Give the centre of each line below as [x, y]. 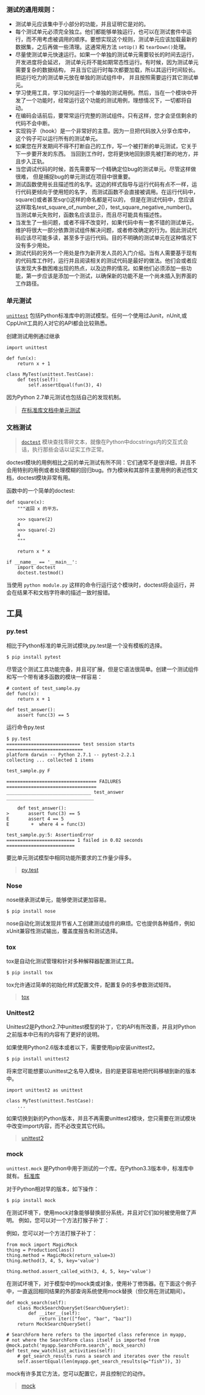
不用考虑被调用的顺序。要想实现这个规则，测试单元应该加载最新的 [114, 39]
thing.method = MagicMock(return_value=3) [61, 1255]
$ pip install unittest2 [38, 1059]
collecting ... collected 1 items [50, 760]
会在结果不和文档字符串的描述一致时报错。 [60, 592]
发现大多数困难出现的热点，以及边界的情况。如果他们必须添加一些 [103, 268]
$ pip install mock [31, 1200]
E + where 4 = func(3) [46, 824]
